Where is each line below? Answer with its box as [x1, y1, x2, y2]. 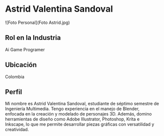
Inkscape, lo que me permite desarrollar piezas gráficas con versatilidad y [5, 121, 154, 127]
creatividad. [5, 127, 29, 133]
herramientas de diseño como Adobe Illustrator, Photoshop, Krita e [5, 116, 140, 122]
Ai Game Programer [5, 46, 45, 52]
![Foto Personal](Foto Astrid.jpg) [5, 19, 70, 25]
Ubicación [5, 61, 37, 69]
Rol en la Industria [5, 34, 61, 42]
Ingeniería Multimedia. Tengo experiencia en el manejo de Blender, [5, 106, 140, 112]
